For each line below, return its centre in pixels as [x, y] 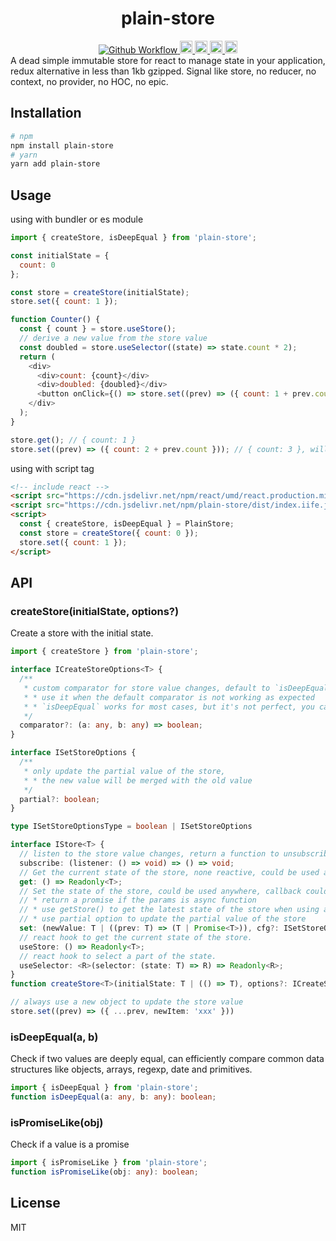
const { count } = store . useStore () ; [98, 329]
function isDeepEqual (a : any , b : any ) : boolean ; [113, 1097]
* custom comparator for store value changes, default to [147, 688]
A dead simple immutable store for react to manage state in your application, [168, 60]
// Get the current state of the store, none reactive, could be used [169, 872]
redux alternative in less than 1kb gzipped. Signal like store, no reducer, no [163, 71]
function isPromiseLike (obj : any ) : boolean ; [104, 1172]
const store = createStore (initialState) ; [100, 292]
